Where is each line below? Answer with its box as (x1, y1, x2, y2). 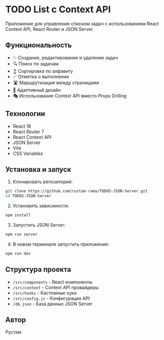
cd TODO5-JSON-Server (5, 193, 52, 198)
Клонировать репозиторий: (12, 178, 73, 185)
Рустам (5, 329, 22, 335)
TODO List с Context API (5, 4, 111, 15)
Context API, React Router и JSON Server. (5, 26, 94, 32)
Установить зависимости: (12, 203, 69, 209)
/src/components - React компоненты (12, 278, 93, 285)
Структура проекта (5, 265, 71, 274)
